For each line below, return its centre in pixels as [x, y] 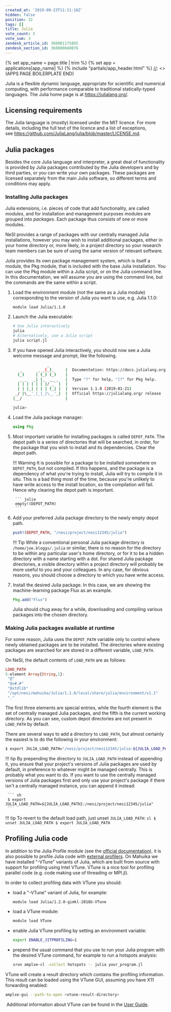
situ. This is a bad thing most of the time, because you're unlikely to [83, 479]
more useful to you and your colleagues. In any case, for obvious [81, 569]
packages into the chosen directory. [50, 615]
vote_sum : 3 [18, 39]
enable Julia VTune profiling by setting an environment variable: [79, 931]
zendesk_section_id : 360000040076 [42, 48]
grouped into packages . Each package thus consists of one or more [77, 219]
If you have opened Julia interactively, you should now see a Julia [81, 350]
